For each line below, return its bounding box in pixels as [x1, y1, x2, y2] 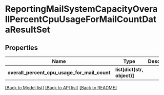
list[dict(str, [115, 66, 143, 73]
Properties [5, 43, 38, 52]
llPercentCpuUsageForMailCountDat [5, 14, 157, 25]
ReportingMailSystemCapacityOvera [5, 3, 158, 15]
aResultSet [5, 24, 50, 35]
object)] [115, 72, 134, 79]
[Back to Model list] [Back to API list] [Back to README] [5, 85, 117, 91]
